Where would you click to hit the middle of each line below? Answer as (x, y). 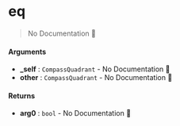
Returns (22, 95)
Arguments (27, 52)
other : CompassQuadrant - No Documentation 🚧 (96, 78)
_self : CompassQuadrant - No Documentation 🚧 (95, 69)
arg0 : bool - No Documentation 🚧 (75, 113)
